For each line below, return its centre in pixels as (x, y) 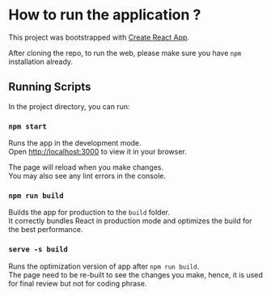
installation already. (41, 61)
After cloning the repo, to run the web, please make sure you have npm (125, 53)
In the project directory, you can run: (69, 106)
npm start (28, 126)
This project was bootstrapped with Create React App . (99, 37)
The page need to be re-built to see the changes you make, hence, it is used (135, 275)
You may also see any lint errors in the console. (87, 176)
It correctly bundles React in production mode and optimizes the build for (130, 221)
